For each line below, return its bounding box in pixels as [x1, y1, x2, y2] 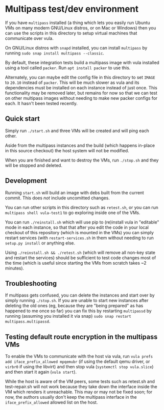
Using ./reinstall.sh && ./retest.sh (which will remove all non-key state [5, 249, 156, 255]
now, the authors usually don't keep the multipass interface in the [5, 394, 137, 400]
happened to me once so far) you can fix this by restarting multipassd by [5, 308, 152, 314]
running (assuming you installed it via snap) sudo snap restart [5, 313, 131, 319]
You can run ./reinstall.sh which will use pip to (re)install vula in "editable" [5, 219, 159, 225]
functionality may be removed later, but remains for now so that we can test [5, 90, 158, 96]
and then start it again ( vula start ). [5, 369, 77, 375]
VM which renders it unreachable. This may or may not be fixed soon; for [5, 389, 153, 395]
